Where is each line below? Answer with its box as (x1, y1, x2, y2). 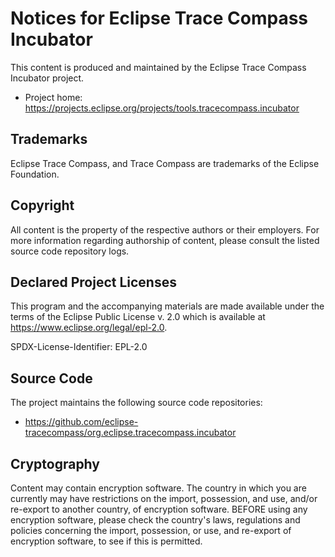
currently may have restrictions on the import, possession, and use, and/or (10, 493, 318, 504)
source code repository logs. (10, 245, 130, 257)
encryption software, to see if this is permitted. (10, 535, 203, 547)
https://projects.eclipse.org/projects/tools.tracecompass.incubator (24, 102, 300, 114)
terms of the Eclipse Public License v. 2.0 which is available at (10, 311, 266, 323)
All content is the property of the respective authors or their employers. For (10, 223, 320, 236)
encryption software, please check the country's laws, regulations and (10, 514, 301, 526)
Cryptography (10, 455, 100, 472)
